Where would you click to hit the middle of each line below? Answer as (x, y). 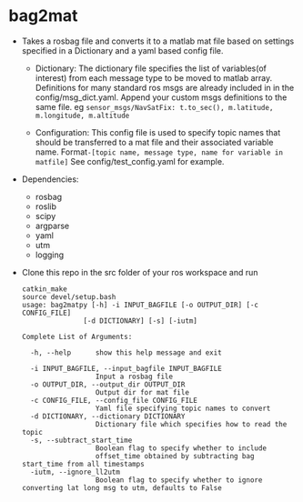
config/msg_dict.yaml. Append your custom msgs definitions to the (161, 97)
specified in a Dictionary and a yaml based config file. (122, 50)
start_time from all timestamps (83, 464)
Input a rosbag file (134, 376)
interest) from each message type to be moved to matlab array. (154, 77)
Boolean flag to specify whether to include (181, 448)
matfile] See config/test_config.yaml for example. (130, 161)
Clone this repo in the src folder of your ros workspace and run (140, 272)
